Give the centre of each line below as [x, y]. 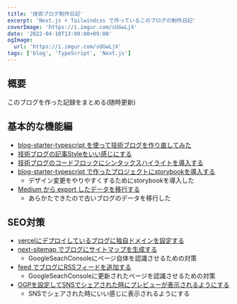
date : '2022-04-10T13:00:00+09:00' [60, 34]
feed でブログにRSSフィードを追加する [75, 267]
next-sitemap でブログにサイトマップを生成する [87, 250]
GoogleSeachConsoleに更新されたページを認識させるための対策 [122, 276]
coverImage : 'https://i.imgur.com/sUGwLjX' [73, 27]
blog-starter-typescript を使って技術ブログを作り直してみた [104, 145]
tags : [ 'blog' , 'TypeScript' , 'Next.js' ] [69, 54]
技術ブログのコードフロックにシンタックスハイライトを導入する [110, 163]
